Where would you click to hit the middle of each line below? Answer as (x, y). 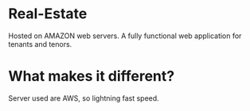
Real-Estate (48, 14)
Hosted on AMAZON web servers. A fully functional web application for (125, 36)
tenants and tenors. (40, 44)
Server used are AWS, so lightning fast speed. (84, 98)
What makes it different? (92, 77)
